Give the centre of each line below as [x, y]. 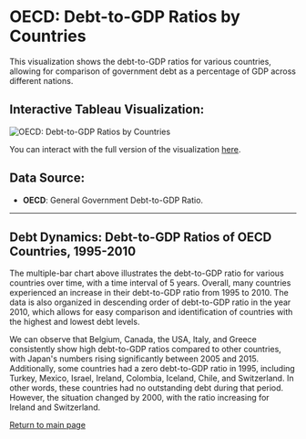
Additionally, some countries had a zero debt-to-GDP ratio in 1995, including [153, 369]
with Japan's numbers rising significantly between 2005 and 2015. [134, 359]
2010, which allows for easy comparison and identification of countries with [151, 312]
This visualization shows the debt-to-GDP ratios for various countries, [140, 61]
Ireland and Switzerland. [55, 407]
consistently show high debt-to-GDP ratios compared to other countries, [146, 350]
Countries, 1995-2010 [73, 251]
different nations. [41, 80]
